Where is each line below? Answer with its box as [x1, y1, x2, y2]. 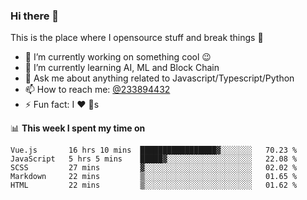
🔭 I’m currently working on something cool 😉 [24, 51, 212, 63]
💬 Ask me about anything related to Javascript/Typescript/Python [24, 72, 295, 84]
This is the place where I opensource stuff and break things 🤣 [10, 32, 264, 44]
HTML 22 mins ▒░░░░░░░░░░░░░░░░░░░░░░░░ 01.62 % [10, 180, 298, 191]
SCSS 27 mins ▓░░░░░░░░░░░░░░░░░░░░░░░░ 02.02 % [10, 163, 298, 173]
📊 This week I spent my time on [10, 122, 146, 134]
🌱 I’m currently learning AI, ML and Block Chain [24, 62, 220, 74]
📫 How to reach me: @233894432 [24, 84, 171, 96]
